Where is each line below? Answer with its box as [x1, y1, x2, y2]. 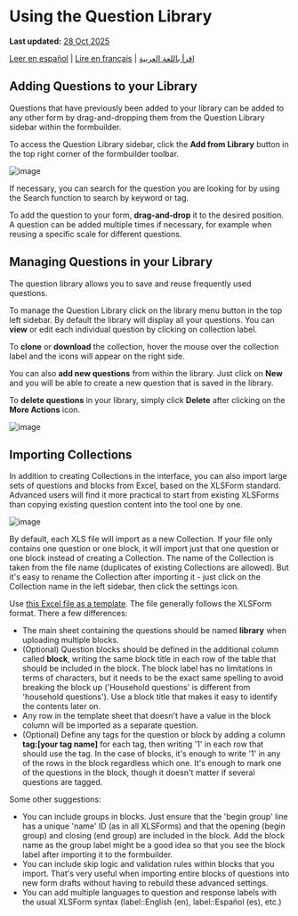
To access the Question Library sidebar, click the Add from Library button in [9, 138, 289, 149]
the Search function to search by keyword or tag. [9, 192, 189, 202]
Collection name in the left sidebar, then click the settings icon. [9, 582, 240, 592]
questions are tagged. [21, 777, 103, 788]
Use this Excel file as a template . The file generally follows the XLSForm [9, 598, 272, 609]
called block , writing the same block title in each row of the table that [21, 654, 277, 664]
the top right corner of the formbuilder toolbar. [9, 148, 180, 159]
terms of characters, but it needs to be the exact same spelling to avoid [21, 673, 284, 683]
